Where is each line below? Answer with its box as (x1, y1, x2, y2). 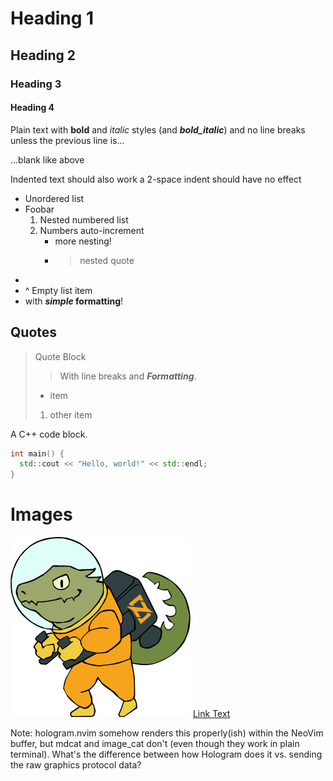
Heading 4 (10, 102, 55, 114)
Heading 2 (10, 47, 77, 64)
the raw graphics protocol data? (10, 759, 142, 771)
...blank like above (10, 153, 85, 166)
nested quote (79, 254, 135, 266)
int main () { (10, 448, 65, 459)
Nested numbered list (39, 213, 129, 226)
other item (49, 408, 93, 421)
